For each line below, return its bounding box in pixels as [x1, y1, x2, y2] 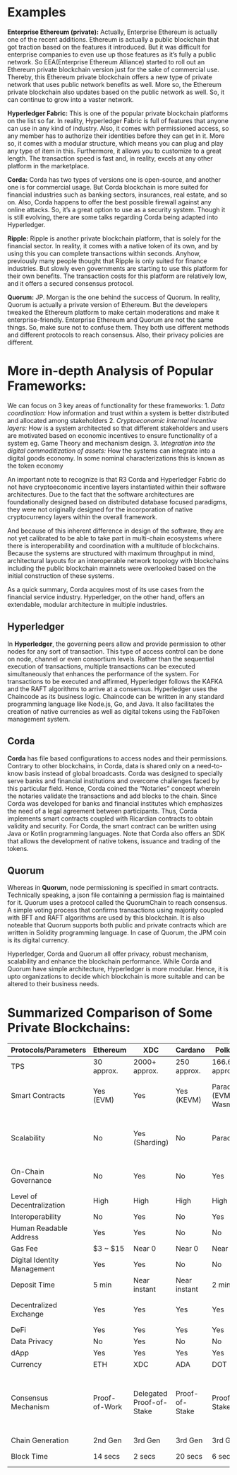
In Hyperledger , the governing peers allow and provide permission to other [7, 640, 226, 648]
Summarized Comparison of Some [7, 1005, 213, 1021]
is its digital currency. [7, 936, 69, 944]
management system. [7, 715, 71, 723]
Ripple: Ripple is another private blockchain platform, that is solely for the [7, 234, 221, 243]
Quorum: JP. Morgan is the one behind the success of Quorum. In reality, [7, 293, 221, 301]
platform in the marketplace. [7, 161, 90, 170]
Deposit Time [11, 1280, 55, 1290]
